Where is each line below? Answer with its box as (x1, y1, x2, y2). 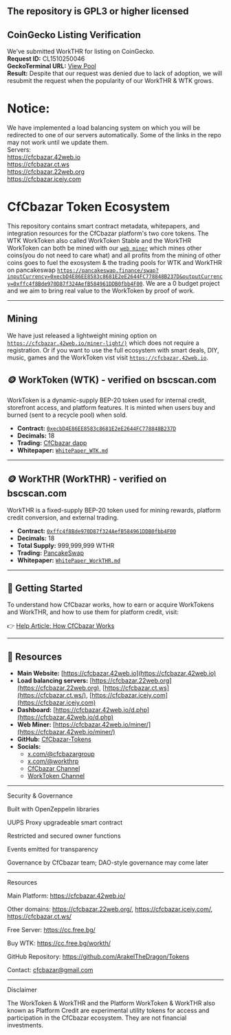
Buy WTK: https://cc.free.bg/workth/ (7, 939, 111, 947)
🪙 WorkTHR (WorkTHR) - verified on (7, 473, 167, 485)
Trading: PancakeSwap (16, 549, 85, 557)
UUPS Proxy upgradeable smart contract (7, 818, 123, 827)
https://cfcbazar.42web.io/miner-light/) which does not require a (7, 338, 199, 347)
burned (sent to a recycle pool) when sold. (7, 411, 127, 419)
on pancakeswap (7, 266, 56, 275)
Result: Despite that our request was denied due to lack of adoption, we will (7, 69, 222, 78)
